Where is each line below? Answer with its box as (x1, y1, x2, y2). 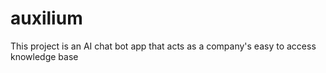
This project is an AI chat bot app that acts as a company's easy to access (10, 40, 317, 52)
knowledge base (10, 50, 79, 62)
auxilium (10, 7, 83, 30)
